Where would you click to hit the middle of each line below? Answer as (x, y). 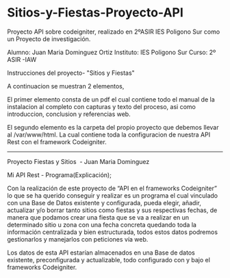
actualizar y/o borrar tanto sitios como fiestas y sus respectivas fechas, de (112, 210)
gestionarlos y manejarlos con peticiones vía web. (78, 239)
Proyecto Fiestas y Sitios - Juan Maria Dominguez (78, 161)
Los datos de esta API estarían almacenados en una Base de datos (101, 253)
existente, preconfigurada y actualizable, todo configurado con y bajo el (109, 259)
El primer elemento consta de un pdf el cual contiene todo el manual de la (111, 99)
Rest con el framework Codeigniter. (57, 141)
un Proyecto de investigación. (49, 38)
